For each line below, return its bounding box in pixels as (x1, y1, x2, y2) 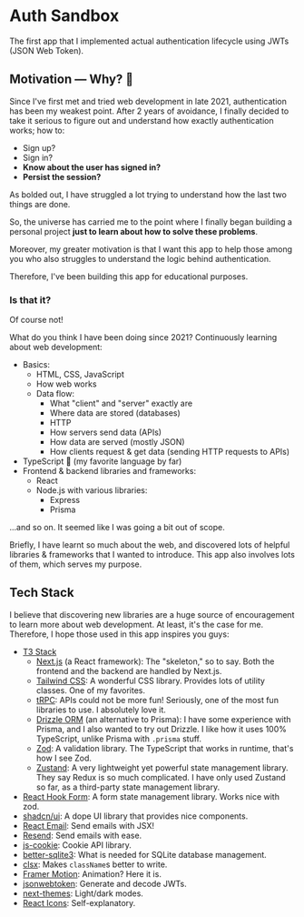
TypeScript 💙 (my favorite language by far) (22, 456, 182, 467)
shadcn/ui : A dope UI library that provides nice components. (22, 811, 249, 821)
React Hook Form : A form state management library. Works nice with (22, 791, 279, 801)
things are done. (9, 198, 71, 209)
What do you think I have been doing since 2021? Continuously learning (9, 332, 278, 343)
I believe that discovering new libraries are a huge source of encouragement (9, 609, 295, 620)
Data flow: (35, 388, 75, 399)
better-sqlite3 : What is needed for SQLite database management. (22, 849, 268, 860)
